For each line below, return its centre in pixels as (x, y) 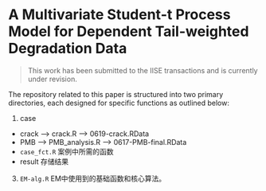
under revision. (52, 79)
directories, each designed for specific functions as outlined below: (119, 103)
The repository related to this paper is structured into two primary (116, 94)
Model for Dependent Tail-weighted (129, 31)
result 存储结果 (44, 162)
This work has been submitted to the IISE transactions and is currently (143, 70)
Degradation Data (68, 49)
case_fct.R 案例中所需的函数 (66, 151)
